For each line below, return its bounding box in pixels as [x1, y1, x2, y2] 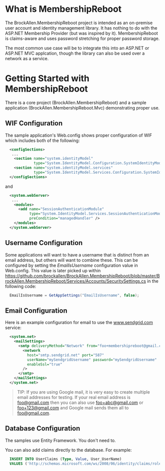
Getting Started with [5, 73, 90, 84]
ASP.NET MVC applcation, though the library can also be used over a [5, 50, 145, 56]
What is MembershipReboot [5, 3, 122, 15]
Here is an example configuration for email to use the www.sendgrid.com [5, 320, 153, 326]
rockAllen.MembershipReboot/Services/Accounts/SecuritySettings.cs [5, 278, 146, 284]
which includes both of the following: [5, 137, 80, 144]
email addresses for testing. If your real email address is [17, 394, 131, 400]
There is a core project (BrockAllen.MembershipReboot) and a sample [5, 100, 146, 106]
